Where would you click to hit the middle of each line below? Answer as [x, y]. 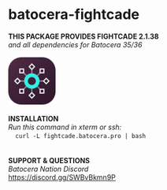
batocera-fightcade [74, 15]
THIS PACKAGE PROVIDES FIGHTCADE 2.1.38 [83, 36]
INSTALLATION [33, 118]
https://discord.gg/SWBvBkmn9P [62, 177]
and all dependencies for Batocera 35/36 [75, 44]
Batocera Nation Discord [48, 169]
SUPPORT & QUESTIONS [49, 160]
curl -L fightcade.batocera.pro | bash [81, 136]
